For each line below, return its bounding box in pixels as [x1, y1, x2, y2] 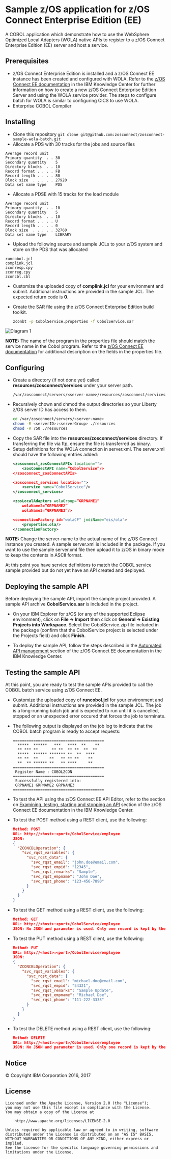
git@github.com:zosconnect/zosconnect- [80, 132, 165, 137]
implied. [5, 1141, 24, 1146]
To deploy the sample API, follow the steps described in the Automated [12, 643, 162, 649]
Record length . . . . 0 [5, 223, 58, 228]
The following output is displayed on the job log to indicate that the [12, 723, 153, 729]
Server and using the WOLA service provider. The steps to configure [12, 92, 157, 98]
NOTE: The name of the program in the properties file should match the [5, 338, 155, 344]
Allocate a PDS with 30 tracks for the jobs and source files [12, 141, 135, 147]
